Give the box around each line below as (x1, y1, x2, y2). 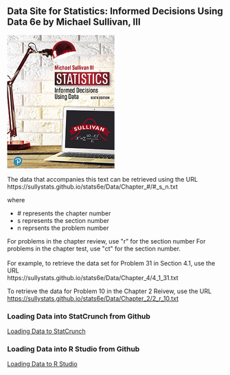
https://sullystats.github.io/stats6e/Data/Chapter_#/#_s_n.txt (7, 182, 179, 191)
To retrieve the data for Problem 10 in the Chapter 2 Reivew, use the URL (7, 287, 211, 295)
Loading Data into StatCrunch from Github (7, 311, 151, 321)
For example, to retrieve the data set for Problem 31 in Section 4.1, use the (7, 259, 216, 267)
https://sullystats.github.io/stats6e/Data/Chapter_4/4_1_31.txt (7, 273, 179, 281)
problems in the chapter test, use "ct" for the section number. (7, 244, 181, 253)
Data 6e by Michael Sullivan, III (7, 17, 141, 28)
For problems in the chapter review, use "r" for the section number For (7, 237, 206, 245)
